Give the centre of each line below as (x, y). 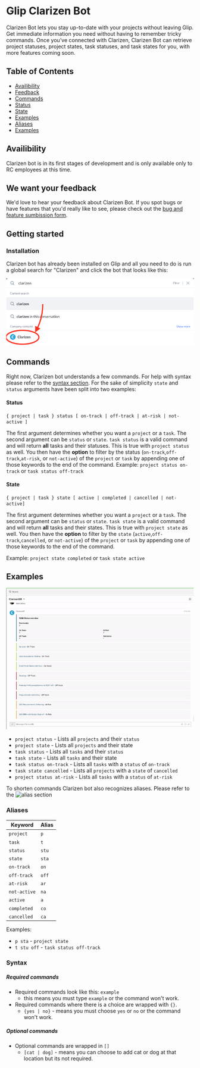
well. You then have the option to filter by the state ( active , (79, 534)
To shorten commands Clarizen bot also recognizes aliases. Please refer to (98, 788)
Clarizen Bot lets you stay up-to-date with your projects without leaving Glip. (100, 27)
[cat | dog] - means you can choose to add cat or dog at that (100, 1053)
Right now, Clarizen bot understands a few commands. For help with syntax (99, 376)
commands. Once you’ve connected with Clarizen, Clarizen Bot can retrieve (99, 40)
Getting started (35, 234)
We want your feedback (51, 188)
